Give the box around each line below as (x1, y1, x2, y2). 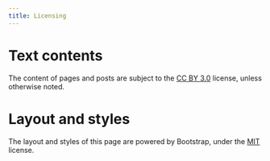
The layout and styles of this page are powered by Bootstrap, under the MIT (8, 136, 260, 146)
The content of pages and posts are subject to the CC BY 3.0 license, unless (8, 73, 262, 83)
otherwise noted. (8, 81, 65, 91)
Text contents (8, 46, 103, 64)
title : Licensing (8, 11, 67, 20)
